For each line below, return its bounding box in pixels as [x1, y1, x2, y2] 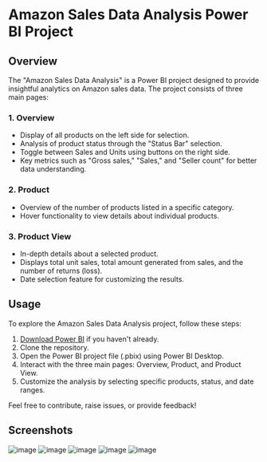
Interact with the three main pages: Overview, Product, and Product [19, 359, 241, 369]
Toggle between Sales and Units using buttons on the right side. [19, 148, 231, 157]
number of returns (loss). [19, 266, 103, 275]
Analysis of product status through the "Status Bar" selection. [19, 139, 223, 148]
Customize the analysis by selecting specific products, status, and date [19, 377, 254, 386]
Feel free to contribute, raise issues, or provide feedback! [8, 401, 197, 410]
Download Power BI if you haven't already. [19, 334, 159, 344]
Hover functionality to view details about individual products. [19, 211, 219, 220]
